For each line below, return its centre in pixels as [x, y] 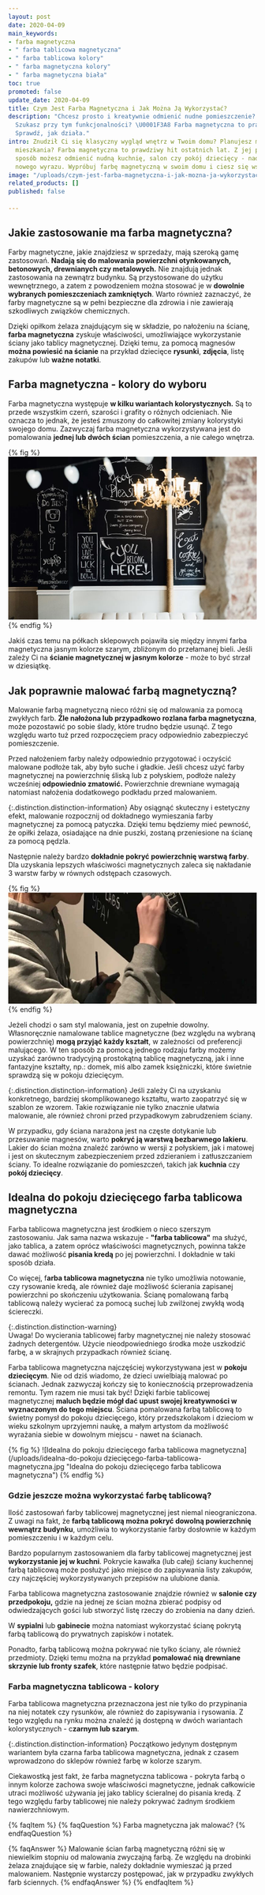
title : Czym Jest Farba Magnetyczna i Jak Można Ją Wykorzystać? [118, 108]
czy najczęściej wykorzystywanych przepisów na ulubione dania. [114, 1578]
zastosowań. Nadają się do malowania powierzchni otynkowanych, [119, 260]
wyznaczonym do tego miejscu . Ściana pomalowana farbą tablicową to [125, 1409]
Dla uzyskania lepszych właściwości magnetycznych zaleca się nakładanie [130, 865]
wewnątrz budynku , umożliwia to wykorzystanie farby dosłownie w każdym [132, 1529]
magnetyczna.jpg [36, 1466]
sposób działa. [32, 1262]
